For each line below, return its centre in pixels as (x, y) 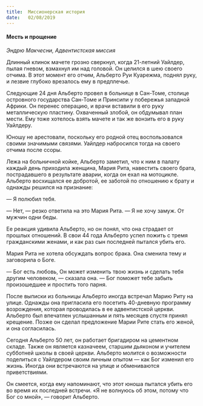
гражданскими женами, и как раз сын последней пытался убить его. (96, 241)
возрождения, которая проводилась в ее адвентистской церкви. (90, 309)
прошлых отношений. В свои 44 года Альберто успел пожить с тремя (97, 235)
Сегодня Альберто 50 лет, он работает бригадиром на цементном (92, 340)
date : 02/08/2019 (31, 18)
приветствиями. (27, 372)
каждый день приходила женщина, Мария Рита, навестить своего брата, (101, 168)
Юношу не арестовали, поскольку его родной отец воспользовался (95, 137)
